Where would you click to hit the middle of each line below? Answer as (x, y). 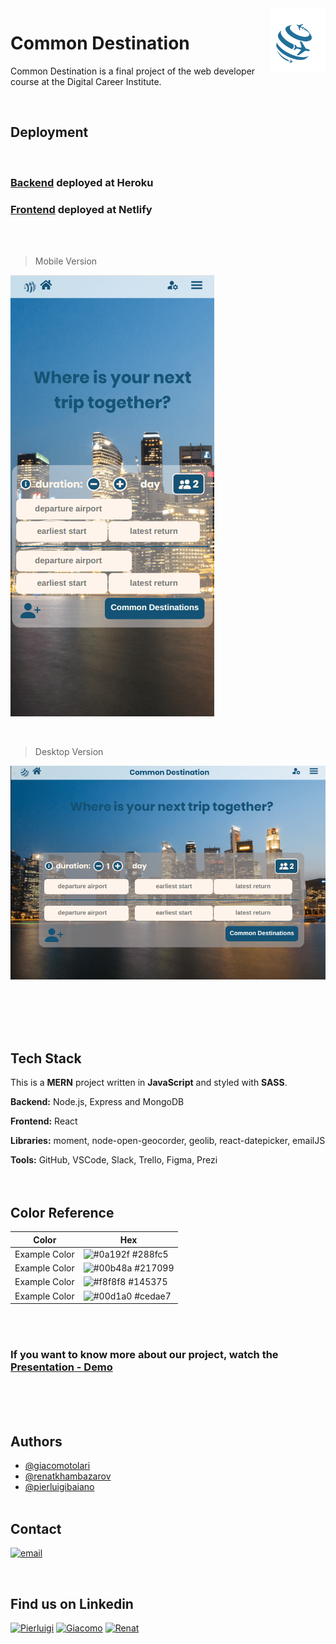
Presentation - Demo (61, 1367)
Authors (36, 1441)
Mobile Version (66, 261)
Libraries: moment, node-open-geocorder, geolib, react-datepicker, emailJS (168, 1141)
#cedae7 (153, 1296)
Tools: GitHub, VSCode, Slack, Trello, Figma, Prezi (114, 1160)
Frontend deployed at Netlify (81, 209)
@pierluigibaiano (59, 1487)
